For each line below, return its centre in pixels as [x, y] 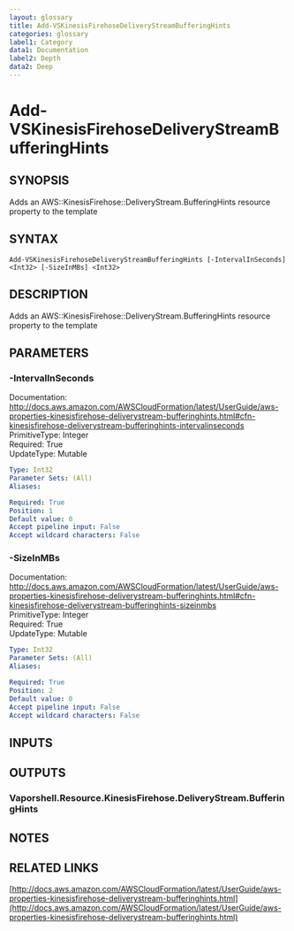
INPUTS [31, 743]
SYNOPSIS [39, 181]
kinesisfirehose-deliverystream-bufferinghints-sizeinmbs [113, 605]
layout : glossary [41, 17]
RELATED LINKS [54, 868]
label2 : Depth [35, 58]
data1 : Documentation [49, 50]
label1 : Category [41, 42]
